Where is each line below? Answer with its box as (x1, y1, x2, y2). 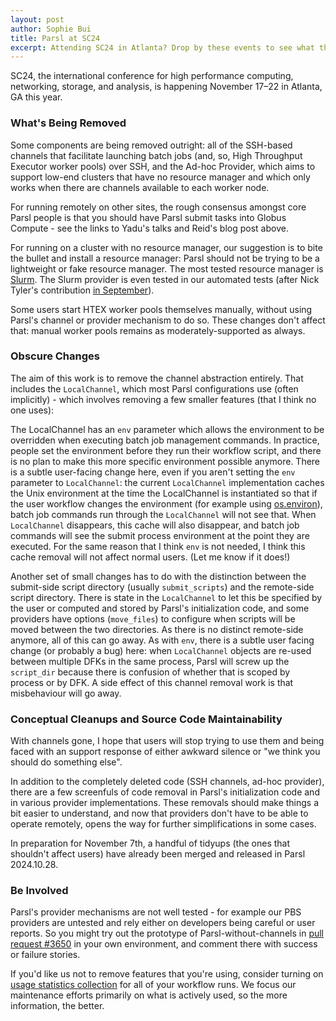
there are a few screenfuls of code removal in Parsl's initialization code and (10, 786, 320, 798)
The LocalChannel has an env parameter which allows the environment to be (10, 423, 325, 435)
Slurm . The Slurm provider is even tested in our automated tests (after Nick (10, 273, 320, 285)
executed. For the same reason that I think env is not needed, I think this (10, 540, 306, 552)
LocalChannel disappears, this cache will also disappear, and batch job (10, 519, 300, 531)
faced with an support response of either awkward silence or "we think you (10, 746, 321, 758)
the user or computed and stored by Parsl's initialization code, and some (10, 602, 310, 614)
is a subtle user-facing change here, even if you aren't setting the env (10, 466, 296, 478)
